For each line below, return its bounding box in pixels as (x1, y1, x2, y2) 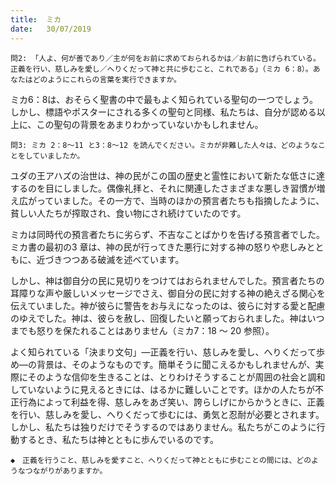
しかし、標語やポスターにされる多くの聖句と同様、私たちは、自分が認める (10, 106, 317, 118)
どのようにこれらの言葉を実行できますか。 (32, 74, 182, 85)
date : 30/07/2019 (10, 24, 92, 34)
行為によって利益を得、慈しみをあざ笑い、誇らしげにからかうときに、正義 (18, 396, 325, 408)
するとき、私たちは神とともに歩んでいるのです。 (18, 433, 219, 445)
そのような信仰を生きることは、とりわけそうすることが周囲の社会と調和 (27, 371, 326, 383)
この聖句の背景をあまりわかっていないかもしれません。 (36, 118, 264, 130)
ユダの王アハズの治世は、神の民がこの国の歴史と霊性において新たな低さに (10, 169, 317, 181)
